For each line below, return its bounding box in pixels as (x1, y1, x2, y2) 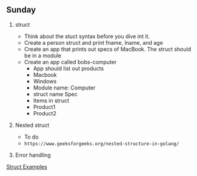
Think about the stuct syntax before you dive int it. (24, 33, 150, 40)
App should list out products (33, 65, 104, 72)
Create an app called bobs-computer (24, 58, 117, 65)
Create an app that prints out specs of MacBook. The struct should (24, 45, 192, 53)
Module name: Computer (33, 84, 96, 91)
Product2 (33, 109, 56, 117)
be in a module (24, 51, 62, 59)
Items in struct (33, 97, 70, 104)
